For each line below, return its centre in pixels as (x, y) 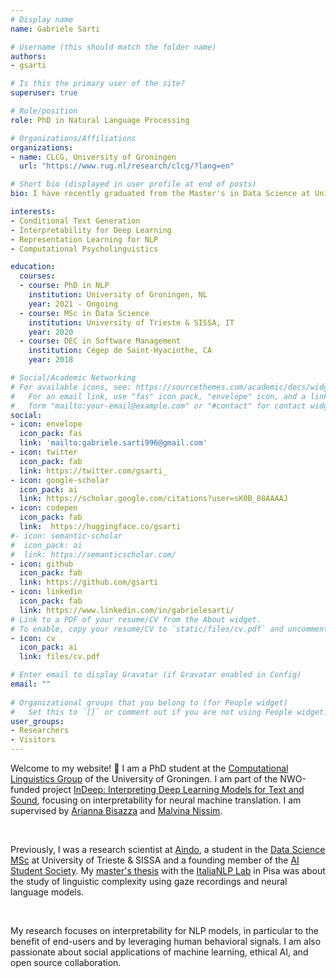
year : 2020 (51, 332)
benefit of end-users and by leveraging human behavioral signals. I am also (166, 941)
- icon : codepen (44, 508)
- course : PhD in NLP (64, 286)
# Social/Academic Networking (73, 378)
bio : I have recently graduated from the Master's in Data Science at (160, 194)
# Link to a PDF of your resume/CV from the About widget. (136, 619)
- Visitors (33, 740)
